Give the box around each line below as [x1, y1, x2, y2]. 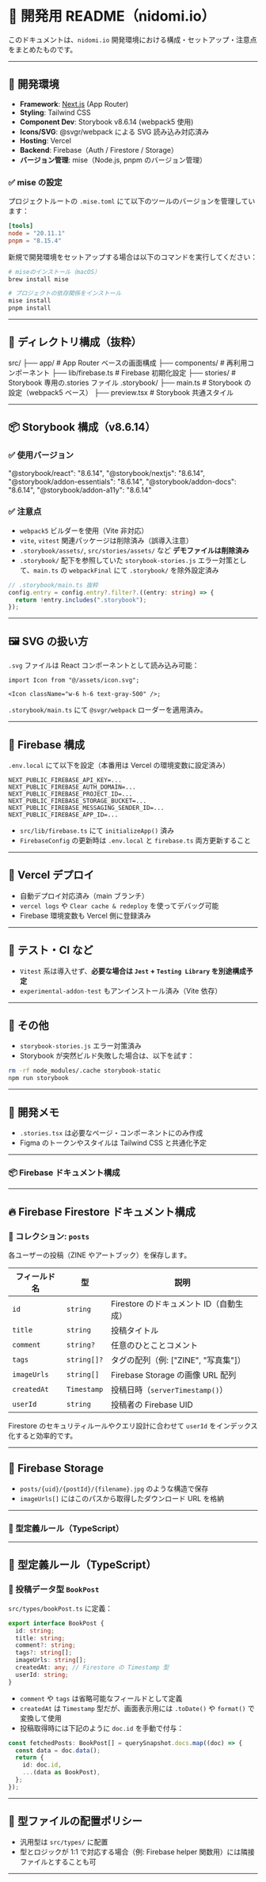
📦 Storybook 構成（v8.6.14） [8, 420, 156, 434]
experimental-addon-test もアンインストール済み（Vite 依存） [19, 986, 222, 995]
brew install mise [8, 275, 69, 283]
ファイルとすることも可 [19, 1857, 97, 1866]
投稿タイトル [110, 1325, 159, 1336]
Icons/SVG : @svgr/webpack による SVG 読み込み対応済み [19, 127, 210, 136]
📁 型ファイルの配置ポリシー [8, 1815, 142, 1828]
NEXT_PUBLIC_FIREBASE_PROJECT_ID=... [8, 789, 133, 798]
